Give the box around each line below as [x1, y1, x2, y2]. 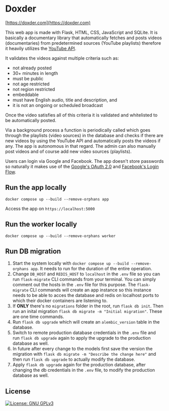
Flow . [5, 169, 17, 175]
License [5, 387, 31, 395]
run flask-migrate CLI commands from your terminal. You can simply [12, 276, 156, 282]
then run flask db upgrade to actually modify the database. [12, 356, 135, 362]
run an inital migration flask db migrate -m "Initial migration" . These [12, 309, 162, 315]
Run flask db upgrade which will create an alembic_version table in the [12, 319, 160, 325]
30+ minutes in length [12, 70, 58, 76]
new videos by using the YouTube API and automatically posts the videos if [5, 138, 161, 144]
